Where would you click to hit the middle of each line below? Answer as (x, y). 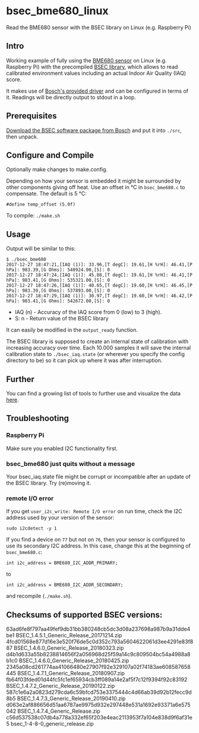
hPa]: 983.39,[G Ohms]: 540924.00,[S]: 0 (58, 270)
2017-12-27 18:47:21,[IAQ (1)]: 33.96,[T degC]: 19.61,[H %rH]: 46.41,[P (99, 265)
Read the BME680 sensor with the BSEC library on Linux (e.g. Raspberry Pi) (99, 27)
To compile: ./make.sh (33, 216)
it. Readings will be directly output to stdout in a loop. (71, 97)
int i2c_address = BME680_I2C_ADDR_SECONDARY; (65, 585)
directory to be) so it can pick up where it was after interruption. (84, 360)
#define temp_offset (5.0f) (41, 205)
